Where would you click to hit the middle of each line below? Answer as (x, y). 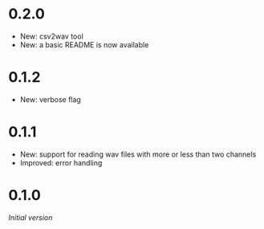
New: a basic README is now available (84, 44)
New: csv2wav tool (52, 36)
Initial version (30, 217)
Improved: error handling (61, 162)
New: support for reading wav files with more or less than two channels (138, 154)
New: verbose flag (51, 99)
